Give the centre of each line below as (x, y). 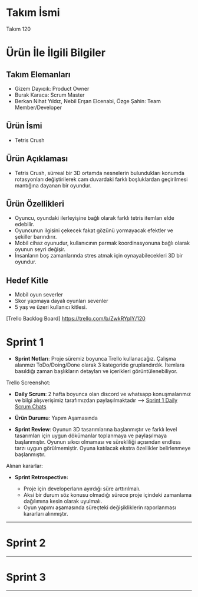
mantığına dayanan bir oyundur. (53, 185)
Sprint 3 (26, 577)
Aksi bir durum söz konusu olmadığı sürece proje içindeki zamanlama (108, 495)
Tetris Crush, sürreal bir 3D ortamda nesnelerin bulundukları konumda (99, 173)
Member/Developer (38, 107)
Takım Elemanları (38, 75)
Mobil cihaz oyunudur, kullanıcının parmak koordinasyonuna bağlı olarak (102, 243)
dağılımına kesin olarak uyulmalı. (63, 502)
